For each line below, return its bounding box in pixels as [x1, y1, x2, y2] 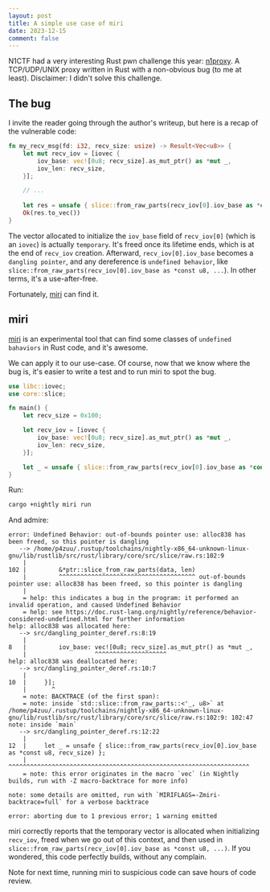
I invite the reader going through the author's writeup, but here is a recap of [8, 118, 259, 128]
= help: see [22, 608, 63, 616]
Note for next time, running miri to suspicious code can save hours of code [8, 868, 256, 878]
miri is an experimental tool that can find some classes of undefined [8, 334, 231, 343]
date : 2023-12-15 [8, 27, 67, 35]
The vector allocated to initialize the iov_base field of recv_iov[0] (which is [8, 231, 256, 240]
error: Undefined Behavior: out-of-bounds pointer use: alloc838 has [8, 531, 247, 539]
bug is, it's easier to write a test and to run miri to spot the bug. [8, 367, 217, 376]
